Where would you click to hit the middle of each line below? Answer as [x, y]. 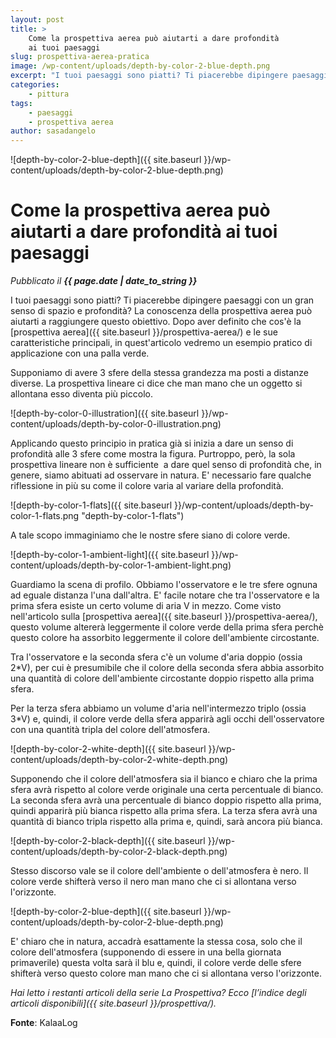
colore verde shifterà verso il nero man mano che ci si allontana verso [153, 882]
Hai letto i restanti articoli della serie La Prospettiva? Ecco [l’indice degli [158, 993]
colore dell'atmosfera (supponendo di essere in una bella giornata [146, 952]
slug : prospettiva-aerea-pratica [80, 57]
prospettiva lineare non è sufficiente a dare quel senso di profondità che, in [166, 465]
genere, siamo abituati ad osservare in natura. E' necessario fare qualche [161, 475]
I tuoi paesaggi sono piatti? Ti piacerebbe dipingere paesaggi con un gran [162, 300]
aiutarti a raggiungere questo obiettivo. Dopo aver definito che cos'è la [156, 322]
